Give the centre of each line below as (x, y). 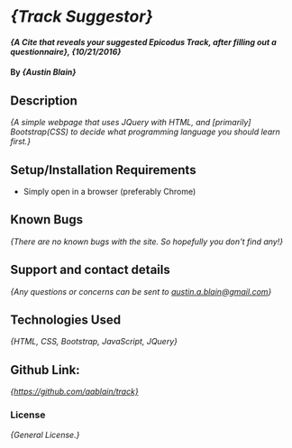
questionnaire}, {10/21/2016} (66, 51)
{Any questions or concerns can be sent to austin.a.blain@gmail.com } (141, 291)
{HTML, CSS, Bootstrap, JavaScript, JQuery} (94, 342)
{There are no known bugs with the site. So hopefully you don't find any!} (146, 242)
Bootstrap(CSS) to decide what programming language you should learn (145, 132)
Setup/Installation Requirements (103, 170)
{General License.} (45, 434)
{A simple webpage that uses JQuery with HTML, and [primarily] (131, 123)
